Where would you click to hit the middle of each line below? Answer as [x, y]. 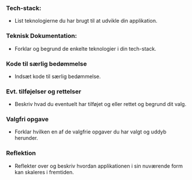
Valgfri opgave [27, 119]
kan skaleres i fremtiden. [44, 172]
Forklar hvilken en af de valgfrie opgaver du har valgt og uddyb [90, 132]
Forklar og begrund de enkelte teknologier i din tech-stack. [85, 48]
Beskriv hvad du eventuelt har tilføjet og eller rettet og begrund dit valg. [100, 104]
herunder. [26, 138]
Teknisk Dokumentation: [42, 36]
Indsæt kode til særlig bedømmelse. [57, 76]
